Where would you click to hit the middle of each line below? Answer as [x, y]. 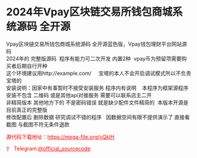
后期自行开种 [32, 66]
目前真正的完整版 [27, 109]
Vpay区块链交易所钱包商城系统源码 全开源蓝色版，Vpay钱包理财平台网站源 [96, 44]
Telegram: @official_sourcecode [52, 148]
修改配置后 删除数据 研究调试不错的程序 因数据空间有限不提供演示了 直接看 [98, 117]
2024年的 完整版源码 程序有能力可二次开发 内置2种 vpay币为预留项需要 [94, 59]
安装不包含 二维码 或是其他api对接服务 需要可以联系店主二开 [79, 95]
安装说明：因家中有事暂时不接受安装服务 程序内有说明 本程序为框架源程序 [97, 88]
